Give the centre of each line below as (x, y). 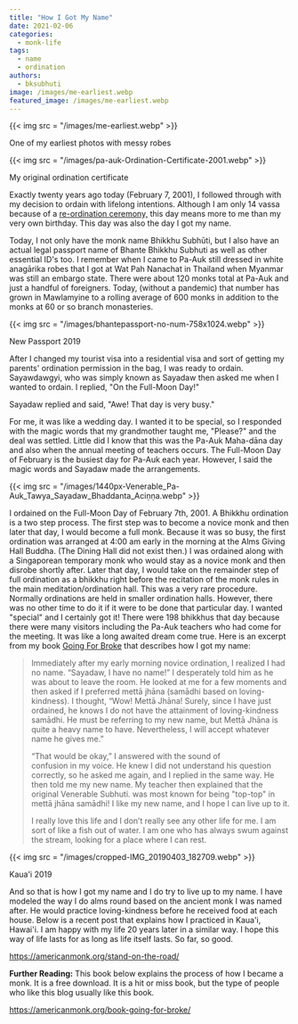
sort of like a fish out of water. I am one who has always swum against (160, 830)
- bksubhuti (40, 84)
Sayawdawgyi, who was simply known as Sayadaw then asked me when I (144, 378)
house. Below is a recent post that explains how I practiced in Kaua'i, (135, 921)
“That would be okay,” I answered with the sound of (125, 756)
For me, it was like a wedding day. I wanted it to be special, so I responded (145, 422)
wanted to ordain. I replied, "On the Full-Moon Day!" (105, 387)
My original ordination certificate (69, 178)
